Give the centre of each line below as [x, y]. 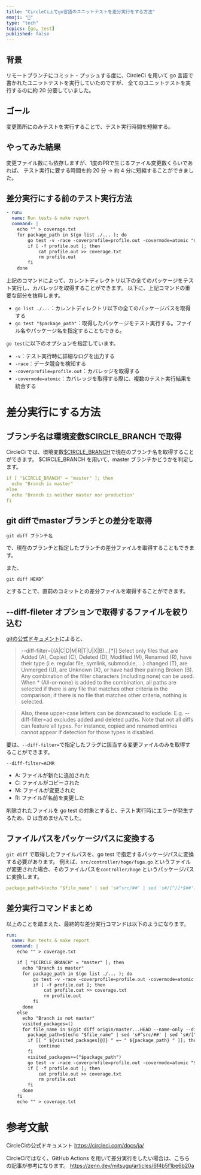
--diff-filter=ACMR [31, 764]
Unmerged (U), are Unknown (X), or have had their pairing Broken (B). [107, 670]
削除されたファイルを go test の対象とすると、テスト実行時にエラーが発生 [97, 810]
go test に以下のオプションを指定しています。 [63, 343]
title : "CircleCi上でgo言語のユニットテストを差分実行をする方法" [81, 12]
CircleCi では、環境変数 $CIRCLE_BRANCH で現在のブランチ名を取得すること [100, 452]
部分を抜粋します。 [40, 295]
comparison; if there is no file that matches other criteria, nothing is [104, 695]
